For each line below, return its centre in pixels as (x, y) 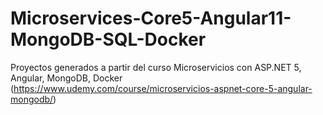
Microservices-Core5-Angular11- (151, 18)
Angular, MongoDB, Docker (66, 78)
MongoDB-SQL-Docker (108, 39)
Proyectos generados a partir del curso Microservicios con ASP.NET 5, (156, 67)
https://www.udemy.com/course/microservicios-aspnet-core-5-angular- (163, 88)
